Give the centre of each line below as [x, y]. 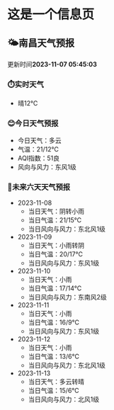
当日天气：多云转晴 [56, 381]
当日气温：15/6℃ [53, 390]
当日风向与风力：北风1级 [64, 399]
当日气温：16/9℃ [54, 322]
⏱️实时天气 [26, 84]
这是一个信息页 [51, 15]
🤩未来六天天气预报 [39, 187]
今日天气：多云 [39, 140]
